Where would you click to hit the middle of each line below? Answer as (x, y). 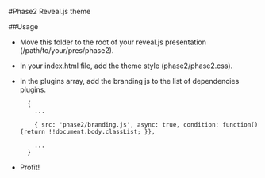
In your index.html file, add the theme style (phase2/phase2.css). (126, 66)
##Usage (23, 27)
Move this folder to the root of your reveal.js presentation (113, 42)
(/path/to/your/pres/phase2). (67, 50)
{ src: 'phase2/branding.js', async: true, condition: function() (146, 125)
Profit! (30, 167)
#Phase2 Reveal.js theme (50, 11)
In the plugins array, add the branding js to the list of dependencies (129, 81)
